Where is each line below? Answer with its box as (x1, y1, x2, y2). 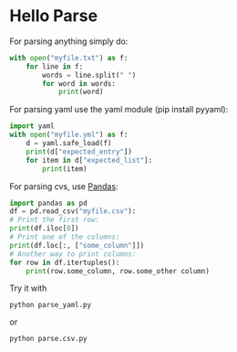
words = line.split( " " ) (42, 70, 137, 80)
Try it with (9, 283, 47, 293)
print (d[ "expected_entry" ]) (26, 147, 132, 156)
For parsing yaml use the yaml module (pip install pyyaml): (9, 104, 229, 115)
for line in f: (26, 61, 84, 71)
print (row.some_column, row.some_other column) (26, 266, 210, 275)
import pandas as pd (9, 198, 88, 208)
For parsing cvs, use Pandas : (9, 180, 118, 192)
